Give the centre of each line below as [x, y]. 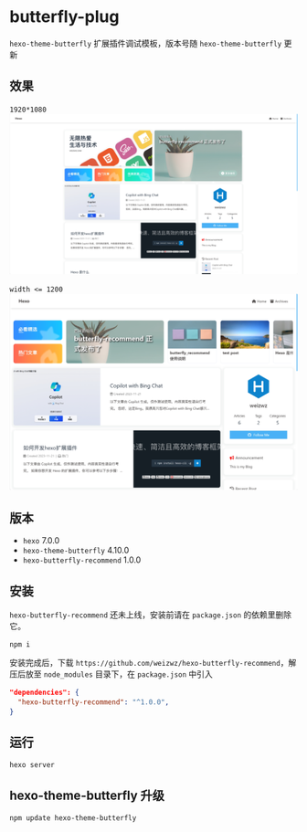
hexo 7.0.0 [41, 541]
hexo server [32, 765]
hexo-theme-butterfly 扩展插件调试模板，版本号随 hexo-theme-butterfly [146, 43]
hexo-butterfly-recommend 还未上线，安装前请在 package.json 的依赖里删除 [151, 615]
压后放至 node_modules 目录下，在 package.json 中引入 [111, 674]
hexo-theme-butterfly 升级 [87, 795]
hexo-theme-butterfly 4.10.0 [76, 551]
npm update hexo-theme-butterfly [73, 818]
